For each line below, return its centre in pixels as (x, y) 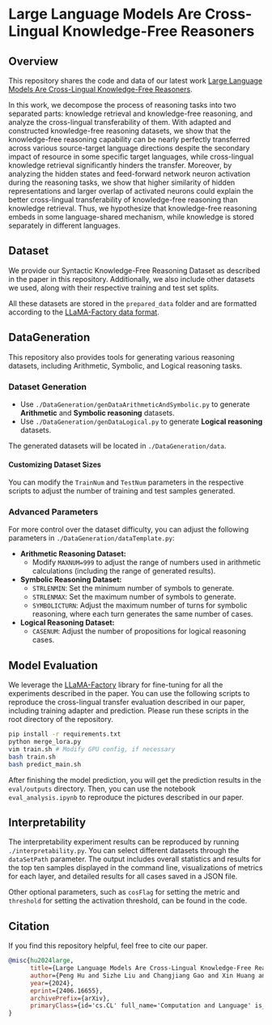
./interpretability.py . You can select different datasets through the (124, 851)
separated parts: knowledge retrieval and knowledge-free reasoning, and (131, 113)
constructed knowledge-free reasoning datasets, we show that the (120, 131)
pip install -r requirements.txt (65, 734)
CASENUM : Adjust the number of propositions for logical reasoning (139, 631)
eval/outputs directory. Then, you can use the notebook (102, 788)
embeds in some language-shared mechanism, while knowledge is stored (132, 217)
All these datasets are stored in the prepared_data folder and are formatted (133, 303)
